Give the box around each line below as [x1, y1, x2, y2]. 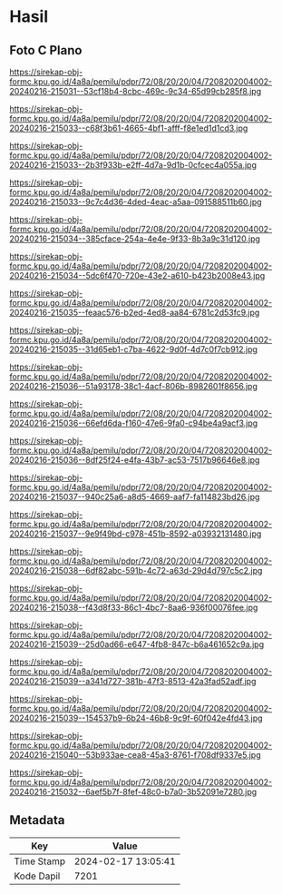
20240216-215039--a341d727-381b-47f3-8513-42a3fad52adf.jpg [9, 676, 257, 686]
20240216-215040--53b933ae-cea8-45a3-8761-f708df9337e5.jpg [9, 750, 261, 760]
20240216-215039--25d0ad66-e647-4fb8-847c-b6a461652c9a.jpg [9, 639, 265, 650]
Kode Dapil [14, 869, 61, 882]
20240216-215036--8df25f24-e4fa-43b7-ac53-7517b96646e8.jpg [9, 455, 260, 465]
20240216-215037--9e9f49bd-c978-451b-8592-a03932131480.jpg [9, 528, 262, 539]
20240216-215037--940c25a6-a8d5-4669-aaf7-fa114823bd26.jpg [9, 492, 260, 502]
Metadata [9, 812, 65, 828]
